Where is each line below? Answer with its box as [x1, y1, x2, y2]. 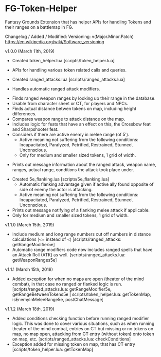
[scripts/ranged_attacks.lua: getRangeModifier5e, [12, 286, 112, 292]
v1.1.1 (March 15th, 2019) [5, 266, 54, 272]
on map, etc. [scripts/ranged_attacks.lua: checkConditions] [12, 336, 131, 342]
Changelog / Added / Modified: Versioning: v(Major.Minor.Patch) [5, 34, 134, 39]
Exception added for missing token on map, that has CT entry [12, 341, 135, 347]
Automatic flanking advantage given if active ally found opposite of [19, 181, 154, 187]
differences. [12, 110, 36, 117]
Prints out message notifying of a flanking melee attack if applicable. [12, 207, 150, 213]
